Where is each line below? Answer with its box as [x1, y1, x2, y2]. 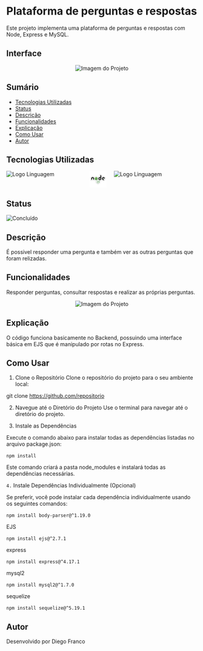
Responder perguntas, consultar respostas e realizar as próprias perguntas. [6, 288, 196, 296]
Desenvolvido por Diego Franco [6, 638, 85, 645]
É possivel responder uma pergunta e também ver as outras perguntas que [6, 248, 194, 256]
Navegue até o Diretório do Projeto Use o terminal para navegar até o [15, 404, 188, 411]
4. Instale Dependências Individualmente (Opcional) [6, 482, 136, 489]
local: [15, 381, 29, 388]
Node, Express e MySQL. [6, 30, 69, 38]
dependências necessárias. [6, 470, 75, 477]
